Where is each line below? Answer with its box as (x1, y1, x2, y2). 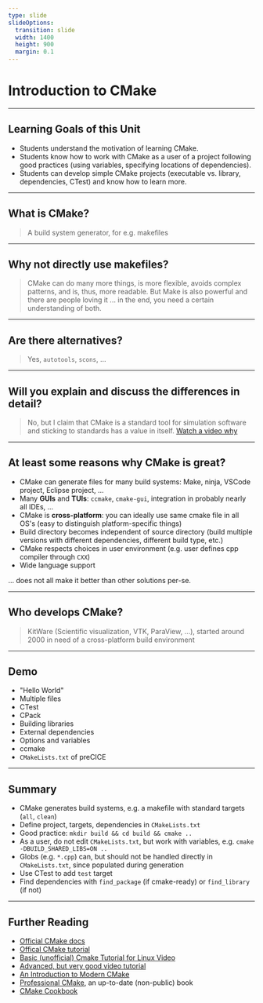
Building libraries (19, 719, 74, 728)
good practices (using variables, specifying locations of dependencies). (19, 160, 252, 170)
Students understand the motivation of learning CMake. (19, 143, 199, 153)
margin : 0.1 (15, 48, 55, 56)
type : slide (8, 11, 47, 20)
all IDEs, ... (19, 501, 54, 511)
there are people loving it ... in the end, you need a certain (27, 295, 214, 305)
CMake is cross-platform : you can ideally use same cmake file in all (19, 510, 240, 520)
